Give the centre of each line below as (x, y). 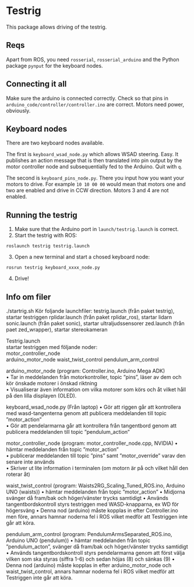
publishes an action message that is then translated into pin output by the (94, 160)
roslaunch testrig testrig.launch (48, 246)
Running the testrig (42, 215)
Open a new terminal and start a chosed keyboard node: (82, 257)
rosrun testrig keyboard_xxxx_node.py (53, 268)
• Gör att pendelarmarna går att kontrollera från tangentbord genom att (91, 426)
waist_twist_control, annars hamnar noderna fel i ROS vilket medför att (90, 572)
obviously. (18, 111)
